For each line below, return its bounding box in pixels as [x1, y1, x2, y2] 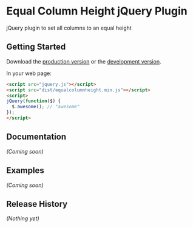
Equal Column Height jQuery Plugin [6, 4, 188, 18]
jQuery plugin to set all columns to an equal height [6, 24, 132, 31]
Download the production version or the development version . [6, 57, 161, 65]
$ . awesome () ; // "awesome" [12, 104, 80, 110]
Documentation [6, 132, 67, 142]
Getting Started [6, 42, 66, 52]
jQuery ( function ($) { [6, 98, 61, 104]
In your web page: [6, 70, 52, 77]
